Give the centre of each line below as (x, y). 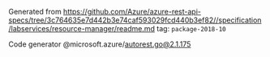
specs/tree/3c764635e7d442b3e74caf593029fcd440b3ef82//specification (135, 20)
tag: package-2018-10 (191, 28)
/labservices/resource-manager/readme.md (82, 28)
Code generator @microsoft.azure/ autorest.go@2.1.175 (100, 44)
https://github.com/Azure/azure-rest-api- (132, 12)
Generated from (35, 12)
